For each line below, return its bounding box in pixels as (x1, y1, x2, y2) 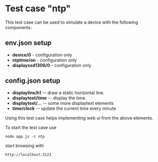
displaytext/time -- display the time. (12, 95, 87, 101)
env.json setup (5, 39, 52, 47)
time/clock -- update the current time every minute (12, 105, 116, 111)
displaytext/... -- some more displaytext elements (12, 100, 114, 106)
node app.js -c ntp (5, 134, 45, 139)
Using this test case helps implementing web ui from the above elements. (5, 115, 154, 121)
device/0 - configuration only (12, 52, 73, 58)
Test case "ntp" (5, 3, 71, 14)
